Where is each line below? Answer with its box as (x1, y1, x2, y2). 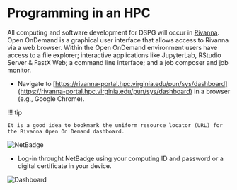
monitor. (7, 66, 32, 74)
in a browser (194, 87, 231, 95)
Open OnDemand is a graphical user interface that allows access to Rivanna (7, 35, 229, 44)
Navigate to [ (17, 79, 56, 88)
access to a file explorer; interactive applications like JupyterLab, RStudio (7, 51, 221, 59)
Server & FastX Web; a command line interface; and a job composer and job (7, 58, 229, 66)
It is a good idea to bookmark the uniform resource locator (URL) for (7, 121, 223, 129)
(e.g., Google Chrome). (17, 94, 85, 103)
